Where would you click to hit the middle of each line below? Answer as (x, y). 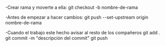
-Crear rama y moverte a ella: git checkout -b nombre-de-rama (72, 7)
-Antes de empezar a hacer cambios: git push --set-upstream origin (77, 17)
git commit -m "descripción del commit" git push (57, 38)
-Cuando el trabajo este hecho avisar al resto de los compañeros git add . (83, 32)
